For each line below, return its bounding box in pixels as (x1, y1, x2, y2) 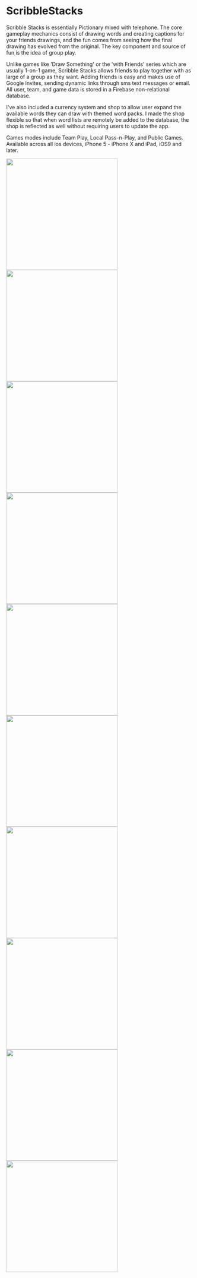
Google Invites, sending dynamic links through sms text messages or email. (6, 79, 191, 87)
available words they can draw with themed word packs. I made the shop (6, 110, 185, 117)
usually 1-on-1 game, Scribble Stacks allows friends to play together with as (6, 67, 191, 74)
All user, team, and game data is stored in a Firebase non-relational (6, 86, 170, 93)
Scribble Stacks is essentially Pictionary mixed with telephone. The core (6, 24, 182, 31)
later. (6, 147, 19, 154)
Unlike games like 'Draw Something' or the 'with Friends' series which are (6, 61, 187, 68)
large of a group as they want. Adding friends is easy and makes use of (6, 73, 181, 80)
